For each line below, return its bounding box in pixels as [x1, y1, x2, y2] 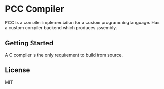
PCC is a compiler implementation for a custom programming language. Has [5, 20, 160, 25]
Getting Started [5, 39, 54, 47]
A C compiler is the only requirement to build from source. [5, 52, 123, 58]
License [5, 66, 30, 74]
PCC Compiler [5, 3, 64, 15]
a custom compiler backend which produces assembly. [5, 24, 117, 30]
